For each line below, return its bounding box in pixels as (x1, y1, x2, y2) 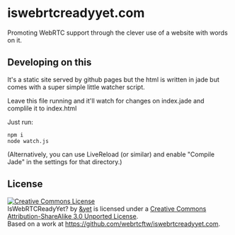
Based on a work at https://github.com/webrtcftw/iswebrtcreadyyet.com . (7, 219, 221, 228)
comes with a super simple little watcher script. (7, 83, 145, 91)
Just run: (7, 117, 34, 126)
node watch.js (7, 137, 50, 144)
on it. (7, 35, 23, 44)
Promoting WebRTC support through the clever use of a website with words (7, 28, 228, 37)
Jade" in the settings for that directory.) (7, 157, 122, 166)
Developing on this (7, 57, 92, 69)
